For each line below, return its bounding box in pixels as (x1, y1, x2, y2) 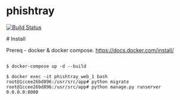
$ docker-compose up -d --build (6, 63, 86, 69)
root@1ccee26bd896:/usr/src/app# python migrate (6, 79, 129, 85)
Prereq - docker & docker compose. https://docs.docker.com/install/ (6, 46, 174, 54)
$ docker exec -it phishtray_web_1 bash (6, 73, 108, 79)
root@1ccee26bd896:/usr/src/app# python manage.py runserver (6, 84, 162, 90)
